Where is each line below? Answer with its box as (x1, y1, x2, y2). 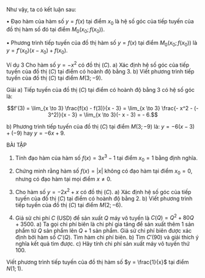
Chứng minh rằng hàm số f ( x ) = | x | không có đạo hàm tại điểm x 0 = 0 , (15, 167, 193, 176)
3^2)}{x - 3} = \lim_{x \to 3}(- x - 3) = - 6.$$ (48, 111, 158, 118)
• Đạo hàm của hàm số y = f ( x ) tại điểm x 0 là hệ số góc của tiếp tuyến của (6, 18, 194, 26)
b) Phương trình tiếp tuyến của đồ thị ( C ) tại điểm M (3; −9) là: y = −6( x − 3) (6, 122, 195, 130)
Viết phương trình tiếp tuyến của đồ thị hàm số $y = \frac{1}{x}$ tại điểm (6, 258, 189, 266)
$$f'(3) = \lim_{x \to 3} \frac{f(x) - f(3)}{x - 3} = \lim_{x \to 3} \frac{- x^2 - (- (7, 104, 199, 111)
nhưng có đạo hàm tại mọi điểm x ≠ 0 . (15, 175, 112, 183)
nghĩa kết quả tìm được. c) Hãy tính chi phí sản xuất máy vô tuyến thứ (15, 240, 190, 247)
